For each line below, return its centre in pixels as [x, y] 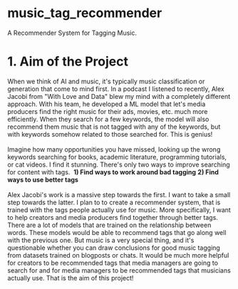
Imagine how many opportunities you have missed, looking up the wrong [114, 149]
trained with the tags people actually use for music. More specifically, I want [119, 210]
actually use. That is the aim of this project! [71, 278]
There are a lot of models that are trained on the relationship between [109, 225]
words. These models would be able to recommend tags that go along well [117, 232]
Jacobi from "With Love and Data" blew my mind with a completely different [119, 96]
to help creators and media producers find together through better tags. [113, 217]
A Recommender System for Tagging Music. [72, 33]
